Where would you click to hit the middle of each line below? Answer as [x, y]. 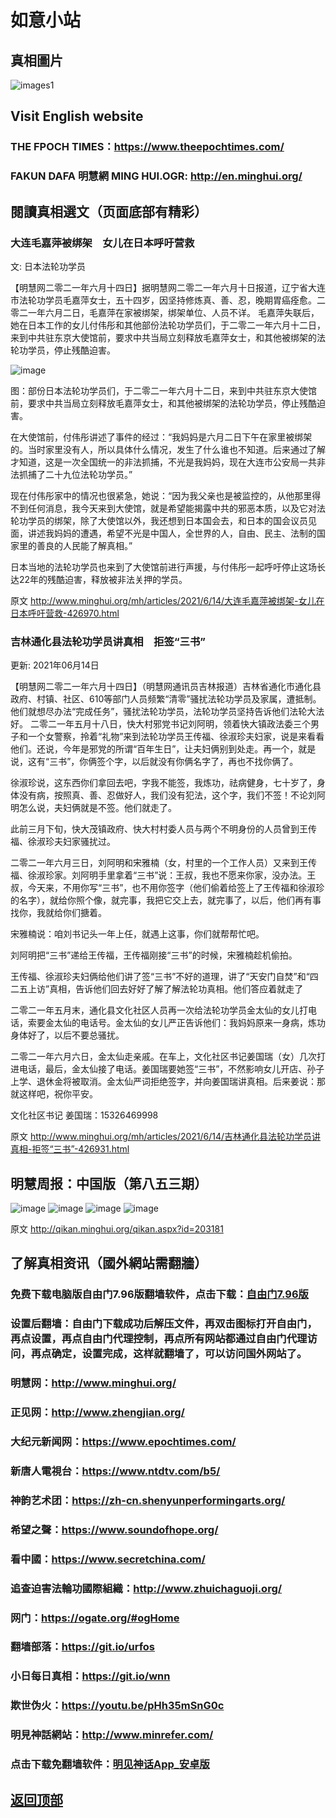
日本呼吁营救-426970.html [65, 613]
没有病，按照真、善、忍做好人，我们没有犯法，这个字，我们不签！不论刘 [167, 795]
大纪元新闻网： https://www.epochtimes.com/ [123, 1442]
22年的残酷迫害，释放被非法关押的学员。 [103, 579]
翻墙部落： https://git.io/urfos [82, 1647]
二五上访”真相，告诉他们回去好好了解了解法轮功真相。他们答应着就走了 [157, 989]
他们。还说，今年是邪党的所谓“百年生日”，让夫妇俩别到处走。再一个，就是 [163, 749]
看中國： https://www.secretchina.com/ [108, 1559]
